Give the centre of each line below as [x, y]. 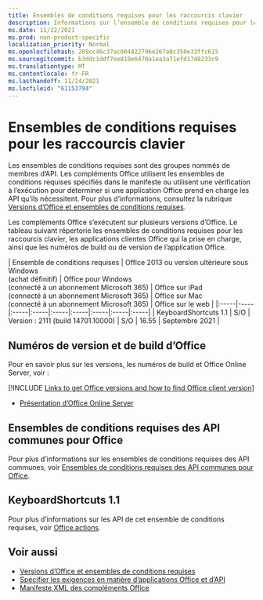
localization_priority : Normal [59, 45]
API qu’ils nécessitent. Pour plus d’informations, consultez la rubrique [120, 199]
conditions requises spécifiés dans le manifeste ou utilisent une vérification [130, 182]
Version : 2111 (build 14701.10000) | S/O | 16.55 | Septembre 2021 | [114, 321]
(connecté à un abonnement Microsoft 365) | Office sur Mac [105, 296]
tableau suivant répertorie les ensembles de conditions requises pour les [126, 231]
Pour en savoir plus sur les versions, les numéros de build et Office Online [127, 365]
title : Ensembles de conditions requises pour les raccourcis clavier [126, 15]
